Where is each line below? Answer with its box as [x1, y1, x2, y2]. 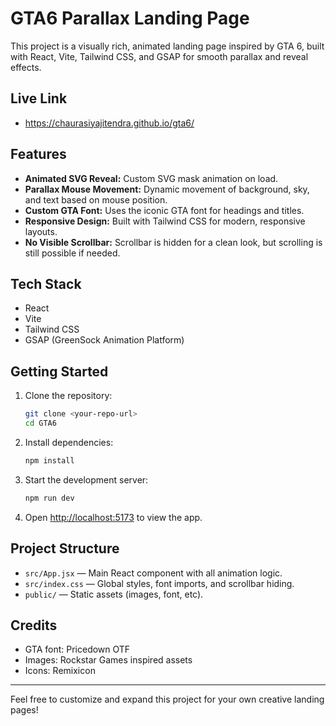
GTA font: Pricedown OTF [24, 643, 131, 656]
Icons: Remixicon [24, 665, 96, 677]
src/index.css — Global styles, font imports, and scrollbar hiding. [24, 577, 295, 589]
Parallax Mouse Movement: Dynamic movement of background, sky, [24, 183, 310, 195]
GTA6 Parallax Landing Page [10, 7, 250, 30]
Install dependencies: [24, 436, 114, 448]
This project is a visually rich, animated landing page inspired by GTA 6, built [10, 40, 325, 52]
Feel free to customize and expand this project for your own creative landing [10, 693, 325, 706]
